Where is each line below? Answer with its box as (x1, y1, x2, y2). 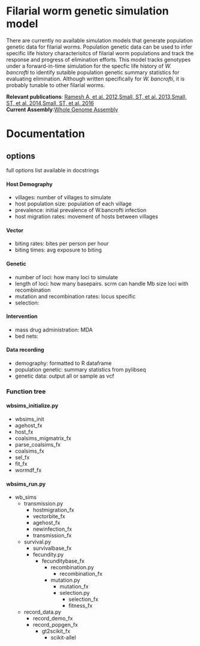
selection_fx (68, 596, 99, 603)
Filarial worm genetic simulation (6, 4, 169, 18)
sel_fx (14, 454, 30, 461)
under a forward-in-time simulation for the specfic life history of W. (6, 62, 172, 70)
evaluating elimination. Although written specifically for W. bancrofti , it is (6, 75, 185, 82)
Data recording (6, 346, 44, 354)
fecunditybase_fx (41, 557, 85, 565)
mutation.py (50, 576, 80, 584)
